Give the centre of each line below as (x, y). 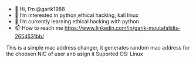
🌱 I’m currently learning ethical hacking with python (77, 21)
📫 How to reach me (39, 28)
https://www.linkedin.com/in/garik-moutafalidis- (122, 28)
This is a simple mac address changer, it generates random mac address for (98, 48)
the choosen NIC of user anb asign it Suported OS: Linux (75, 54)
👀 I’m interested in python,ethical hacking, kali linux (77, 15)
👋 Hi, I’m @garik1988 (40, 9)
